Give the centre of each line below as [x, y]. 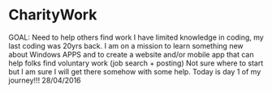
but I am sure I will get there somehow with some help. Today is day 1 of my [135, 71]
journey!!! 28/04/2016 [45, 80]
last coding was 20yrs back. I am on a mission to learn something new [126, 45]
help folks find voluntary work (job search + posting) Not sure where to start [136, 63]
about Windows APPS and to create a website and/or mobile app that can [131, 54]
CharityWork [53, 15]
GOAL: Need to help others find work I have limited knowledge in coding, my [136, 37]
